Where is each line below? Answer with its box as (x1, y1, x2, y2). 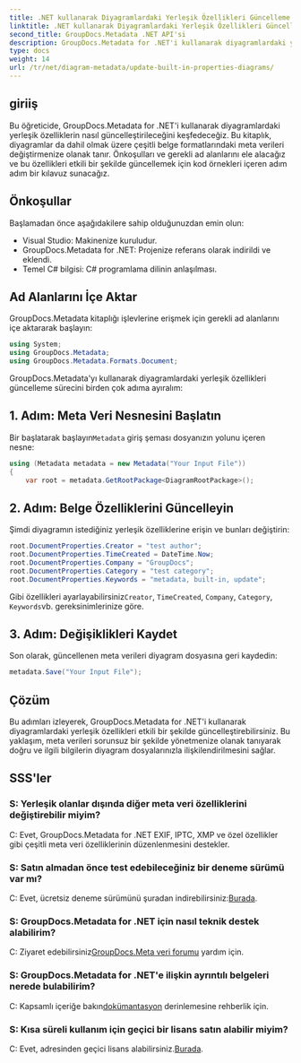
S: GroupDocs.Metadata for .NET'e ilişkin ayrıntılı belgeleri (9, 969, 270, 981)
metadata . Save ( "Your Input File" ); (9, 668, 142, 677)
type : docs (9, 47, 50, 56)
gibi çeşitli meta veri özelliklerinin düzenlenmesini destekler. (9, 839, 230, 850)
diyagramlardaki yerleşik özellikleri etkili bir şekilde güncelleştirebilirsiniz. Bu (9, 726, 291, 737)
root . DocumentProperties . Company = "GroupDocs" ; (9, 557, 194, 567)
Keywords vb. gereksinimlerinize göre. (9, 601, 144, 611)
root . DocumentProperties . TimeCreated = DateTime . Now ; (9, 550, 215, 559)
